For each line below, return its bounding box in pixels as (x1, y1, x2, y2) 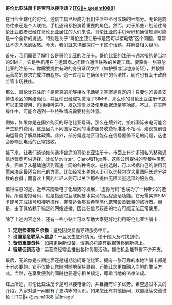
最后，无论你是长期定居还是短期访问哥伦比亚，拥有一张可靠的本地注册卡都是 (5, 257, 167, 263)
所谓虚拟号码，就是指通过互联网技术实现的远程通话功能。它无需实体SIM (14, 193, 166, 198)
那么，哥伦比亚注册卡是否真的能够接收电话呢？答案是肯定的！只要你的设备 (5, 89, 162, 95)
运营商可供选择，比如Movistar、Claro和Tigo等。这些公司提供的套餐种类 (9, 156, 161, 162)
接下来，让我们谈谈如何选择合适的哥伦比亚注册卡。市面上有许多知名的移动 (5, 149, 162, 156)
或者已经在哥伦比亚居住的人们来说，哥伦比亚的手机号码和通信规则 (18, 29, 158, 35)
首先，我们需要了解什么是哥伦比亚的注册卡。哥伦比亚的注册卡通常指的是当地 (5, 52, 167, 59)
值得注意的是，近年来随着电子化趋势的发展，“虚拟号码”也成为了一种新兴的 (5, 186, 162, 192)
